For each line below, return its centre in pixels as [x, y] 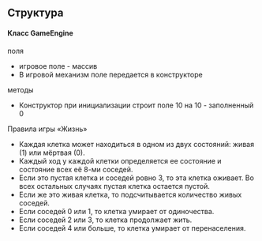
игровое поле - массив [58, 66]
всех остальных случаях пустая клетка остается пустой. [114, 186]
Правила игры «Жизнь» [47, 129]
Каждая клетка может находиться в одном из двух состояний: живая [136, 144]
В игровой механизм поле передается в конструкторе [110, 74]
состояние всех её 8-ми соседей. [76, 169]
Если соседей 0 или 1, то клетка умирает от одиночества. [116, 211]
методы [21, 89]
